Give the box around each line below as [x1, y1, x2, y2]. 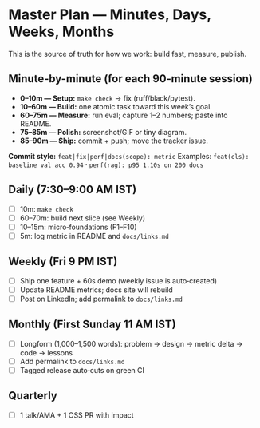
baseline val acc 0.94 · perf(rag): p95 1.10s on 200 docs [8, 160, 204, 169]
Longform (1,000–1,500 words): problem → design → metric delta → [19, 339, 243, 348]
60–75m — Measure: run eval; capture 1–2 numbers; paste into [19, 110, 228, 120]
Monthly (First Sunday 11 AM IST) [8, 318, 177, 331]
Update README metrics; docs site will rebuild [19, 285, 173, 295]
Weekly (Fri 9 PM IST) [8, 255, 118, 268]
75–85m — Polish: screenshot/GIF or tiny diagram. [19, 127, 187, 137]
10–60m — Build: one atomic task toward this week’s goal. [19, 101, 213, 111]
